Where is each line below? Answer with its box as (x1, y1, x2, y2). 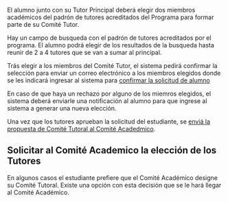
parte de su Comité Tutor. (7, 21, 80, 28)
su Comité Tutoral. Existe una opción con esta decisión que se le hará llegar (7, 181, 222, 189)
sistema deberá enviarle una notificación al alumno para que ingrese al (7, 97, 207, 105)
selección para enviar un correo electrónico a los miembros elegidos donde (7, 69, 221, 77)
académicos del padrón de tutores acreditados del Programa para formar (7, 13, 214, 21)
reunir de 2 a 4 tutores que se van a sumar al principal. (7, 48, 162, 56)
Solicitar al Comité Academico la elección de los (7, 144, 217, 157)
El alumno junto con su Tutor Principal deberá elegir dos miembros (7, 6, 196, 14)
